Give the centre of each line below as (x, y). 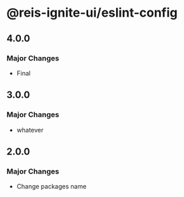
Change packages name (51, 187)
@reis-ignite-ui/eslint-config (92, 13)
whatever (30, 130)
